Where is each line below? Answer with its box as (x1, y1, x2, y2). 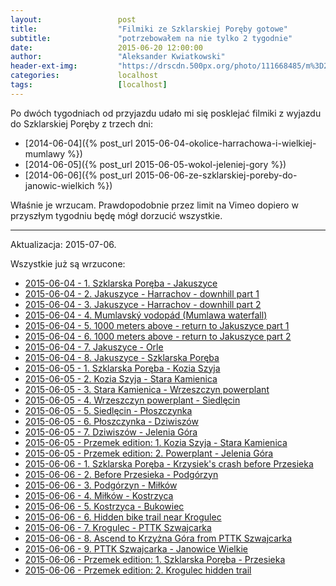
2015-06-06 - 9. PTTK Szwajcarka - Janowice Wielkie (24, 542, 248, 555)
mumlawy (24, 147, 66, 160)
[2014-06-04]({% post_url (24, 137, 133, 149)
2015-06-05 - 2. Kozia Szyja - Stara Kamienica (24, 372, 218, 385)
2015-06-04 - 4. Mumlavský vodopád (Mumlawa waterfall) (24, 309, 268, 321)
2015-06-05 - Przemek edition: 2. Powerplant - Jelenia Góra (24, 447, 274, 459)
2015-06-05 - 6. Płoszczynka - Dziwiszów (24, 415, 199, 427)
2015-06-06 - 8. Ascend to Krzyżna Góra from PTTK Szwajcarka (24, 532, 293, 544)
